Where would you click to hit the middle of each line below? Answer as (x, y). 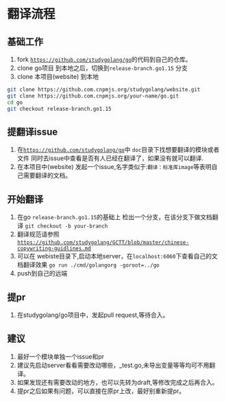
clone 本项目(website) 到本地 (58, 77)
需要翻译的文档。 (47, 175)
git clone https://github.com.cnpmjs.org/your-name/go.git (93, 96)
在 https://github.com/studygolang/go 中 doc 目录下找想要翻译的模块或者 (118, 150)
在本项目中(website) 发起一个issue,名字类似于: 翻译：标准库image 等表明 (114, 167)
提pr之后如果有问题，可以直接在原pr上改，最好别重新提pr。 (101, 391)
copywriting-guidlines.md (54, 249)
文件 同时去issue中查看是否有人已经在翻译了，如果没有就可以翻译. (110, 158)
